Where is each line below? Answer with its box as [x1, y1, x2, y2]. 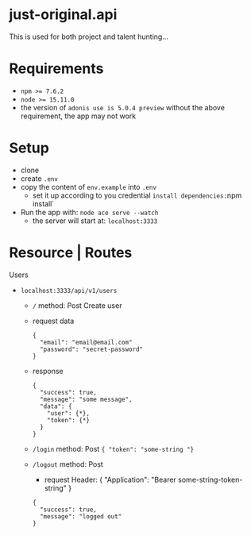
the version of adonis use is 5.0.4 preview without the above [20, 102, 226, 112]
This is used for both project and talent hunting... [9, 32, 169, 41]
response [32, 366, 64, 375]
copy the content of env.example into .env [20, 182, 157, 191]
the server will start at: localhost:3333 [32, 216, 158, 225]
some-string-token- [178, 475, 243, 484]
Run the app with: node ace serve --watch [20, 207, 159, 217]
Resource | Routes [9, 244, 133, 261]
